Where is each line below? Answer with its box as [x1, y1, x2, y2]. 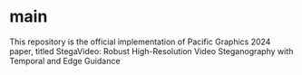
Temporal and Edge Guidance [9, 55, 121, 66]
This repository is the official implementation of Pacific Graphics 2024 [9, 36, 271, 47]
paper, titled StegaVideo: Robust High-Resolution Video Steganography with [9, 45, 294, 56]
